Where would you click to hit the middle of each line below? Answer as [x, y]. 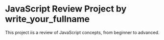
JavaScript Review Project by [66, 9]
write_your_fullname [47, 19]
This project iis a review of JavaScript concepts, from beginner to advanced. [82, 32]
